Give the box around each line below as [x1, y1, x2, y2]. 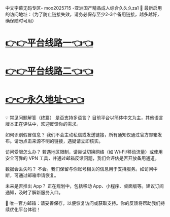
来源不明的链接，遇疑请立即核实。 [31, 138, 103, 144]
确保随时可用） [5, 18, 37, 23]
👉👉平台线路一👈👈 [5, 38, 93, 49]
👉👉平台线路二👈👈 [5, 65, 93, 77]
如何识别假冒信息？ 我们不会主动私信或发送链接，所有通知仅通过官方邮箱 [5, 132, 158, 138]
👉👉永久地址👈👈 [5, 94, 85, 105]
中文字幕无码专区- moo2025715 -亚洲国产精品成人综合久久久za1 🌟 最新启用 [5, 5, 162, 11]
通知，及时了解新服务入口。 [5, 190, 63, 196]
